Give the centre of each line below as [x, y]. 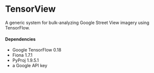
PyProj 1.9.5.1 [25, 60]
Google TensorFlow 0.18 [37, 50]
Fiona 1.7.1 [22, 55]
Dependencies [20, 39]
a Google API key [30, 66]
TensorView [30, 9]
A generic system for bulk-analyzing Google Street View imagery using [77, 23]
